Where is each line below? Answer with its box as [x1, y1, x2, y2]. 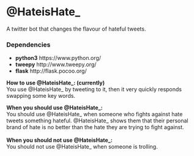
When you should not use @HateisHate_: [6, 136, 113, 144]
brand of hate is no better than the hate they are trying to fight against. [6, 124, 185, 131]
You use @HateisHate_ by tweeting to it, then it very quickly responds [6, 86, 182, 93]
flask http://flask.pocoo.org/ [15, 67, 87, 75]
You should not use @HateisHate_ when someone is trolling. [6, 143, 158, 150]
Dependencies [6, 40, 51, 49]
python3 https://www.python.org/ [15, 54, 102, 62]
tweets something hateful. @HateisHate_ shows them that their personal [6, 117, 188, 124]
